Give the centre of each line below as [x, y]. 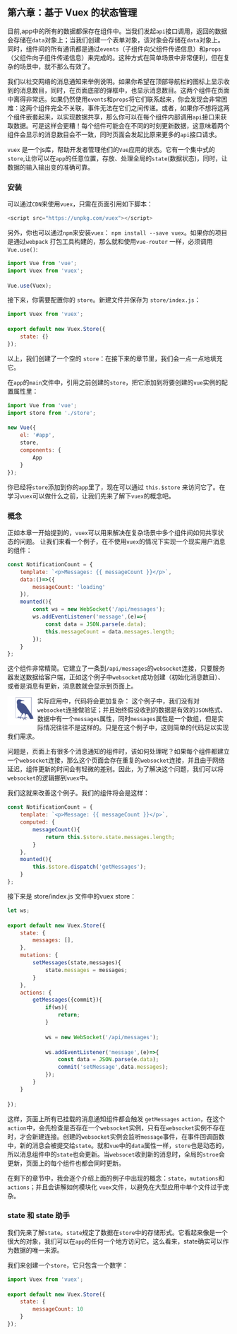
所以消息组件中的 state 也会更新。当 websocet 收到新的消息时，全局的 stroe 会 [116, 1154]
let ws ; [19, 911]
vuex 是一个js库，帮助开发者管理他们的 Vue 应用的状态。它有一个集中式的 [111, 149]
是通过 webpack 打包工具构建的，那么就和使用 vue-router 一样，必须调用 [110, 241]
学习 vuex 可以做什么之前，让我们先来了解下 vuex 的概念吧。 [91, 496]
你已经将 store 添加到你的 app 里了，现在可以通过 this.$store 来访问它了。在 [116, 487]
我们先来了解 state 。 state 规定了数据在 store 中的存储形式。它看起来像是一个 [117, 1232]
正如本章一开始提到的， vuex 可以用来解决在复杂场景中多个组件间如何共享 [113, 532]
